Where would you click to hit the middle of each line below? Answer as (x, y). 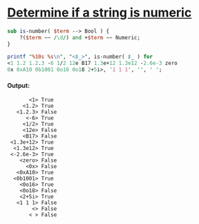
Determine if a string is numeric (99, 13)
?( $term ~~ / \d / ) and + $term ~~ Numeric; (80, 37)
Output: (18, 85)
